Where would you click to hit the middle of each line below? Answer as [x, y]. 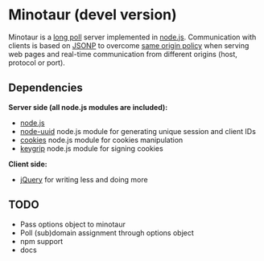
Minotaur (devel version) [93, 15]
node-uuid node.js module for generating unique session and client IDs [138, 131]
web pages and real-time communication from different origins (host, [123, 54]
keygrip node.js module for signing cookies [91, 148]
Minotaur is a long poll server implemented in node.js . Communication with [132, 37]
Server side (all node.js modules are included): [88, 107]
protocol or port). [37, 63]
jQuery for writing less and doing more [84, 179]
